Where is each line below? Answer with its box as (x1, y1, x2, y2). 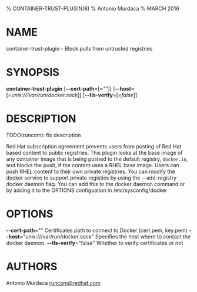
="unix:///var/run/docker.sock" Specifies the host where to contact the (19, 233, 191, 240)
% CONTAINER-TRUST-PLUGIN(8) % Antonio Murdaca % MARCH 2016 (6, 5, 179, 12)
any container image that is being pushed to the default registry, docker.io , (6, 155, 188, 162)
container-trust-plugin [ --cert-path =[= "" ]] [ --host (6, 85, 131, 92)
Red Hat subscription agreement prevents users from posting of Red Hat (6, 142, 182, 150)
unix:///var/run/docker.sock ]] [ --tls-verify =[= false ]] (11, 91, 138, 98)
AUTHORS (6, 260, 58, 273)
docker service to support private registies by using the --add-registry (6, 174, 177, 181)
